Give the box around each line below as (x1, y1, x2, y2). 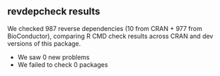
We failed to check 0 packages (17, 60, 108, 69)
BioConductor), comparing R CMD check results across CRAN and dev (7, 32, 214, 40)
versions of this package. (7, 39, 81, 48)
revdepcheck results (7, 6, 100, 18)
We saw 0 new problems (17, 53, 90, 61)
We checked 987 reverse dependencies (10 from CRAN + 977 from (7, 24, 203, 32)
